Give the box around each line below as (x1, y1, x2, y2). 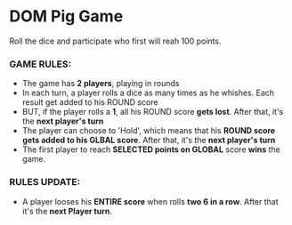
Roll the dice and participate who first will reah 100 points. (9, 36, 222, 46)
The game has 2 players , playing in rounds (21, 78, 180, 89)
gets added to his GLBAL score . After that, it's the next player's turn (21, 135, 276, 146)
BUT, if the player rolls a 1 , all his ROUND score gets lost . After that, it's (21, 107, 284, 117)
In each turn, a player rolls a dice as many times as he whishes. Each (21, 87, 274, 99)
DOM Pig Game (9, 6, 124, 27)
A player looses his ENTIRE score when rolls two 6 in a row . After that (21, 196, 279, 206)
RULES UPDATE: (9, 176, 81, 189)
